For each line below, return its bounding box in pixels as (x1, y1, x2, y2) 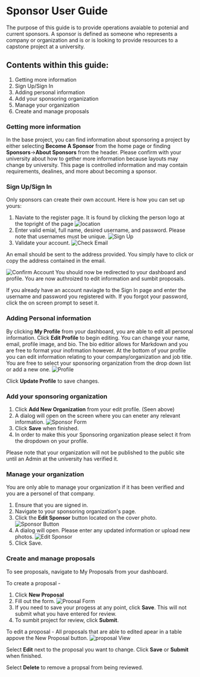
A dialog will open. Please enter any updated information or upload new (14, 527, 190, 534)
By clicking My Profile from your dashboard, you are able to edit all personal (6, 328, 193, 335)
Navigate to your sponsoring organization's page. (14, 508, 137, 515)
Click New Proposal (14, 591, 64, 598)
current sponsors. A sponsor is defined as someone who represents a (6, 30, 177, 37)
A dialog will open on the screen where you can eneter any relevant (14, 412, 180, 419)
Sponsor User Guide (6, 4, 108, 18)
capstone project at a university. (6, 43, 85, 50)
